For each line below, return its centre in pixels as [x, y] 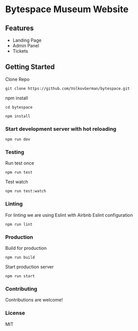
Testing [15, 152]
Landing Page [27, 40]
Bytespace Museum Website [67, 9]
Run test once [20, 163]
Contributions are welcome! [34, 300]
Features [19, 28]
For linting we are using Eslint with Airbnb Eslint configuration [69, 215]
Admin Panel [26, 46]
